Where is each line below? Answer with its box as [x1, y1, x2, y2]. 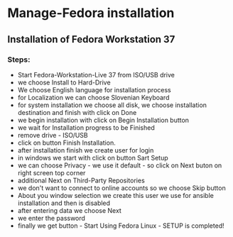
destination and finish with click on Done [17, 108, 137, 116]
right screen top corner [17, 168, 86, 177]
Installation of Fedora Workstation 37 [7, 33, 175, 45]
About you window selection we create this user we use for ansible [17, 191, 215, 199]
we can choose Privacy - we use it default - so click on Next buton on [17, 161, 222, 170]
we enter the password [17, 214, 85, 222]
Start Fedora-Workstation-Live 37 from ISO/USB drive [17, 70, 175, 79]
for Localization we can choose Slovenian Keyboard [17, 93, 170, 101]
